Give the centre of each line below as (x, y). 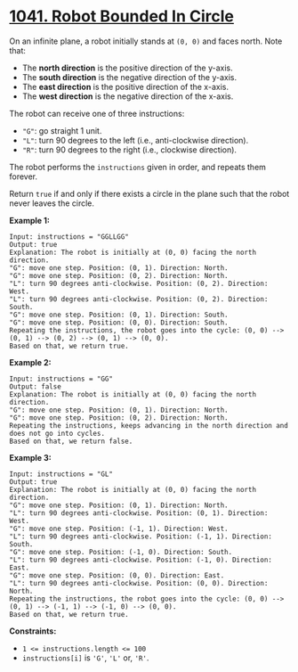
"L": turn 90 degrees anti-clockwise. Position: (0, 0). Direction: (139, 583)
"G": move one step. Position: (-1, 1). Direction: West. (119, 529)
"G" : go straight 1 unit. (62, 130)
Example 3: (30, 457)
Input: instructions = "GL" (61, 474)
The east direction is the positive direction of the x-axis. (125, 86)
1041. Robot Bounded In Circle (121, 16)
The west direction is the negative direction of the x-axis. (128, 96)
